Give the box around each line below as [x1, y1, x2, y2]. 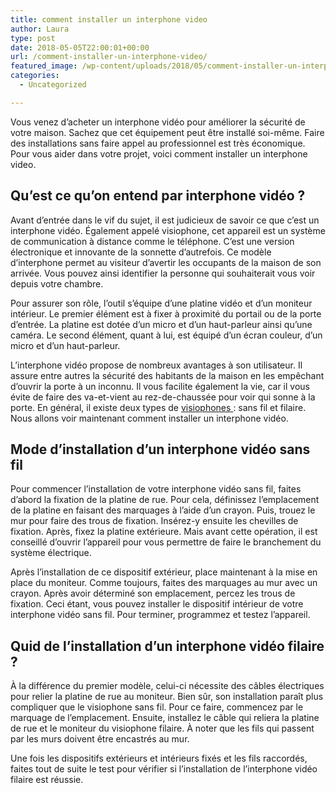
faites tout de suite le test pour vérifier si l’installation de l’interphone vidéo [10, 763, 318, 775]
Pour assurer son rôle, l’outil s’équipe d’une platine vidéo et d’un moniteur [10, 297, 313, 309]
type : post [10, 33, 56, 43]
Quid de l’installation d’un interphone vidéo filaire [10, 637, 325, 655]
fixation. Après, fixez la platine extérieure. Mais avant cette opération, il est [10, 526, 318, 538]
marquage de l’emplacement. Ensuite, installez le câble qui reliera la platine [10, 712, 320, 724]
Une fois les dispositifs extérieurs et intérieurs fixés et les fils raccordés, [10, 752, 308, 765]
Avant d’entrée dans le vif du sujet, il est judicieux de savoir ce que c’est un [10, 214, 320, 226]
